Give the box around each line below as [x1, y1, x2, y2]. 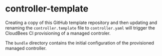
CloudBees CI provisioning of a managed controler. [5, 30, 111, 36]
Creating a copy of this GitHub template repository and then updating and [5, 19, 157, 25]
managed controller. [5, 45, 47, 51]
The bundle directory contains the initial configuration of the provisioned [5, 39, 154, 45]
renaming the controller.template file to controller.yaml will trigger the [5, 24, 155, 30]
